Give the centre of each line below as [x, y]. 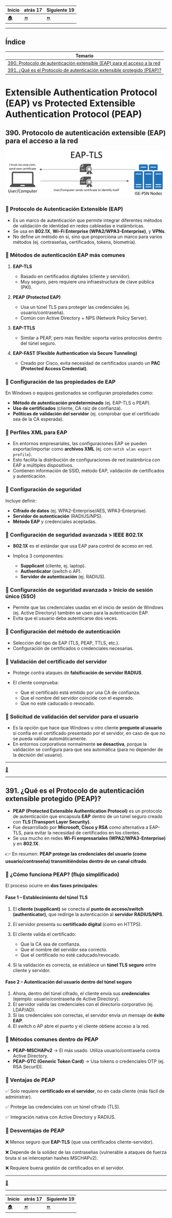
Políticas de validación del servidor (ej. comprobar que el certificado [86, 414]
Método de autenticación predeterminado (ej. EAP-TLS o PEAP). [82, 403]
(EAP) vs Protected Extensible [70, 103]
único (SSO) [20, 596]
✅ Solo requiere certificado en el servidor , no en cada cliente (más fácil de [85, 1091]
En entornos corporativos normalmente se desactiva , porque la [80, 744]
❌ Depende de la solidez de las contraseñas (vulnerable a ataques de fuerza [86, 1152]
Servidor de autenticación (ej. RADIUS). [63, 577]
